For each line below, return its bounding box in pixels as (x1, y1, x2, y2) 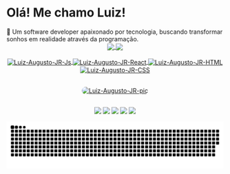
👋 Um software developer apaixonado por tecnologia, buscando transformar (6, 28, 223, 36)
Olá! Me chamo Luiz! (6, 5, 126, 21)
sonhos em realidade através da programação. (6, 34, 139, 43)
